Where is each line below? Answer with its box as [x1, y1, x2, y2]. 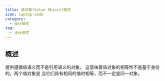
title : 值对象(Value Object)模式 [5, 7, 71, 12]
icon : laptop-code [5, 12, 43, 17]
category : [5, 16, 26, 21]
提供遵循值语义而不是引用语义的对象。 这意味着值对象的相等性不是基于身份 [5, 64, 160, 70]
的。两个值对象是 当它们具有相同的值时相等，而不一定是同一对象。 [5, 70, 142, 76]
